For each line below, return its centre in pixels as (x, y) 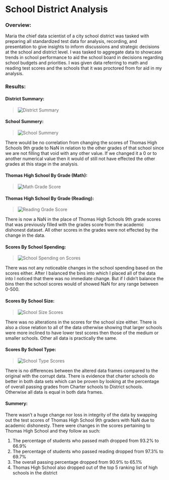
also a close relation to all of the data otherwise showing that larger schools (84, 327)
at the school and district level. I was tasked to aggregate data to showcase (83, 52)
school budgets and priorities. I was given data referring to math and (76, 63)
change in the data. (25, 235)
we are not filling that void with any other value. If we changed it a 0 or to (81, 153)
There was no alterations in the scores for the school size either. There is (81, 322)
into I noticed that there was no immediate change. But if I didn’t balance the (84, 279)
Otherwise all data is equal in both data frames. (54, 392)
